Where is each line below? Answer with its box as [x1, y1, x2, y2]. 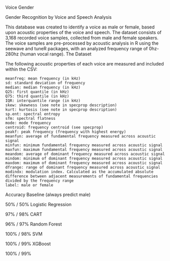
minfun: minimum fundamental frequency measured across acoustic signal [5, 143, 163, 148]
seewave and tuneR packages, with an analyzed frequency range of [5, 46, 148, 51]
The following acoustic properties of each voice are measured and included [5, 61, 164, 67]
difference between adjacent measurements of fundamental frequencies [5, 174, 158, 179]
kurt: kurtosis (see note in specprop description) [5, 107, 117, 112]
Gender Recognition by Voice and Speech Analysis [5, 14, 112, 20]
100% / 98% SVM [5, 231, 43, 237]
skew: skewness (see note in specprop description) [5, 103, 117, 108]
